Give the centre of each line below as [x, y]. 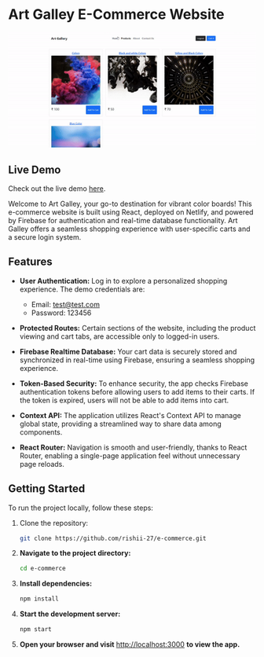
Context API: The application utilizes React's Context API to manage [130, 415]
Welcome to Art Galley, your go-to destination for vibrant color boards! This [130, 204]
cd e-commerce [42, 569]
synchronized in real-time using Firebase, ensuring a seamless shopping [137, 360]
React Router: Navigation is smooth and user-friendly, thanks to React [133, 447]
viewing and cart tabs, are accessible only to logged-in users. [119, 336]
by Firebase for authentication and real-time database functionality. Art [123, 220]
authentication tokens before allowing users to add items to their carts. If [137, 391]
